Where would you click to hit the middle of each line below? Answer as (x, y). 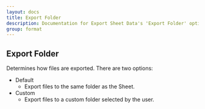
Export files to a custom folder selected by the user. (89, 100)
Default (24, 80)
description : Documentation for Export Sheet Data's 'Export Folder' (97, 23)
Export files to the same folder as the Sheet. (80, 86)
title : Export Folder (34, 18)
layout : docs (23, 12)
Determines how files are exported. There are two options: (80, 68)
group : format (24, 29)
